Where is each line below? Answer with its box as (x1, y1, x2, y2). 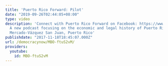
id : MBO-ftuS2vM (14, 53, 48, 59)
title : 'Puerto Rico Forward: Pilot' (5, 7, 84, 12)
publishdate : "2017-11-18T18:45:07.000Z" (5, 35, 93, 40)
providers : (5, 44, 28, 49)
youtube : (9, 49, 28, 54)
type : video (5, 16, 30, 21)
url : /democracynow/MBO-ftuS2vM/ (5, 40, 75, 45)
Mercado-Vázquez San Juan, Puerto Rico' (9, 30, 95, 35)
